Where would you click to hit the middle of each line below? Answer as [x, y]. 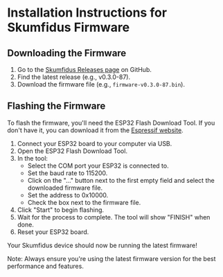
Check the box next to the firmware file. [84, 202]
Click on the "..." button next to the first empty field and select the [121, 180]
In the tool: [33, 158]
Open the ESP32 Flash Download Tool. [72, 151]
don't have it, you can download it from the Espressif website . [95, 130]
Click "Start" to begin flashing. [61, 210]
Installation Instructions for [87, 13]
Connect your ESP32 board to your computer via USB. [95, 143]
